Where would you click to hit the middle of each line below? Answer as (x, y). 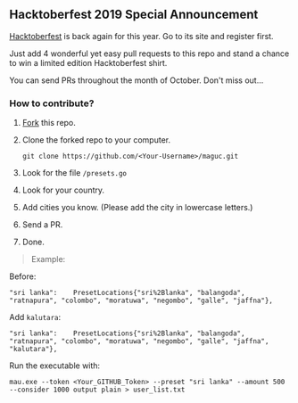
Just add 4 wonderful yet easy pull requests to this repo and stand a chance (149, 53)
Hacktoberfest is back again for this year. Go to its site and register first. (141, 36)
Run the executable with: (55, 366)
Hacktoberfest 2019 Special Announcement (134, 15)
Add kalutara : (35, 317)
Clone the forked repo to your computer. (96, 140)
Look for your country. (63, 190)
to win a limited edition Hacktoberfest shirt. (88, 62)
